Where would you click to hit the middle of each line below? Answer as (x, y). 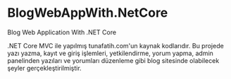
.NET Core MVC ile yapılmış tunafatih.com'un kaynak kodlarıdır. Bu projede (115, 45)
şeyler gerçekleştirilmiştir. (45, 68)
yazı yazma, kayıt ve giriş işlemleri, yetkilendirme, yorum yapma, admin (110, 53)
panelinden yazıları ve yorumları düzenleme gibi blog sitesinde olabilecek (113, 60)
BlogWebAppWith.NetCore (88, 13)
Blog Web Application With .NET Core (62, 32)
